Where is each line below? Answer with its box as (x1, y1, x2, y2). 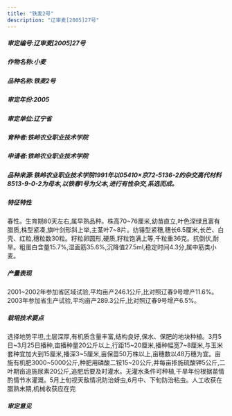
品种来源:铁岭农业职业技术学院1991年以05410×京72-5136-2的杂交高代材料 (7, 171, 222, 179)
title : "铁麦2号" (7, 10, 54, 17)
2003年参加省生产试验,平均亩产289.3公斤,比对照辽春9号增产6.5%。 (7, 297, 201, 305)
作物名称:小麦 (7, 58, 46, 66)
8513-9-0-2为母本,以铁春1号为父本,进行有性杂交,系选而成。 (7, 179, 178, 188)
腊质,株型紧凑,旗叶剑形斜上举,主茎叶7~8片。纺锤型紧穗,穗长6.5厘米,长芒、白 (7, 226, 224, 234)
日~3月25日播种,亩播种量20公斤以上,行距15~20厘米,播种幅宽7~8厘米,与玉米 (7, 341, 224, 349)
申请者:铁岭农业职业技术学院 (7, 152, 89, 160)
